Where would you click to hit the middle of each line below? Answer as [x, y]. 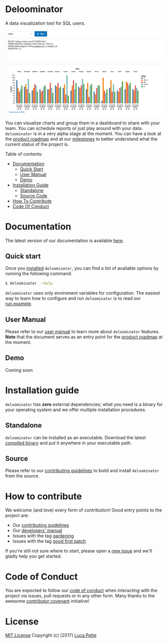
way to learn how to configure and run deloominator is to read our [73, 298]
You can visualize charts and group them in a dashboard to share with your [83, 123]
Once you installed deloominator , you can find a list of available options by [82, 268]
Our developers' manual [37, 531]
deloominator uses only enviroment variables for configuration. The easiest [83, 293]
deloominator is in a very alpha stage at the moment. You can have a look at [83, 134]
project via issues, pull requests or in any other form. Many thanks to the [80, 596]
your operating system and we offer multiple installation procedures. [76, 410]
